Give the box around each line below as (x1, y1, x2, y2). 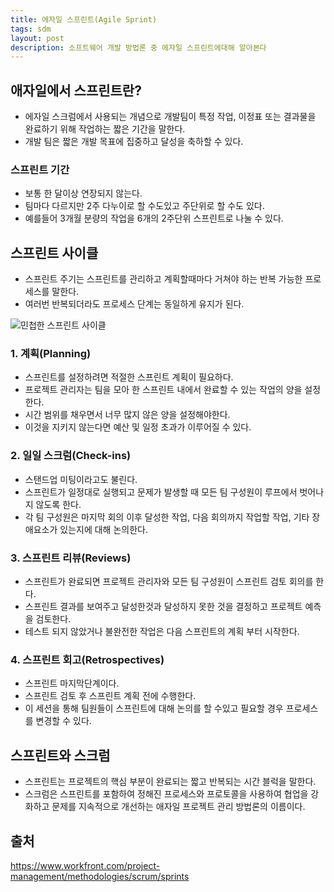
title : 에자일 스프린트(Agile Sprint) (10, 14, 158, 25)
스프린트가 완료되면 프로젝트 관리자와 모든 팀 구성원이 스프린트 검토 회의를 (24, 576, 314, 588)
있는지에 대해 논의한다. (59, 523, 148, 535)
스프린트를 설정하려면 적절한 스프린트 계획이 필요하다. (24, 371, 234, 383)
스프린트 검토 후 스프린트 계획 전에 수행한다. (24, 690, 197, 702)
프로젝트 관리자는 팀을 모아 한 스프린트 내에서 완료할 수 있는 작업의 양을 (24, 384, 303, 396)
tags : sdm (10, 24, 52, 34)
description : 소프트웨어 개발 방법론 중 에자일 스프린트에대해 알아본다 (10, 42, 267, 53)
